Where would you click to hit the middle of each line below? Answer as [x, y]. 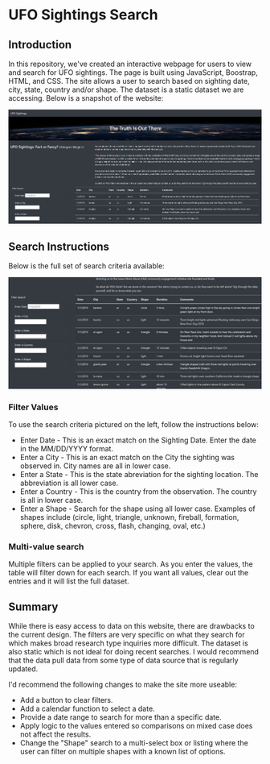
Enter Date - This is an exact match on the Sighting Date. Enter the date [138, 440]
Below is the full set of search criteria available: [86, 266]
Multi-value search [46, 547]
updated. [23, 669]
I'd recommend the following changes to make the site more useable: [123, 685]
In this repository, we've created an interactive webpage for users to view [130, 64]
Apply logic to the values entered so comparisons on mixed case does [136, 726]
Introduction [40, 45]
